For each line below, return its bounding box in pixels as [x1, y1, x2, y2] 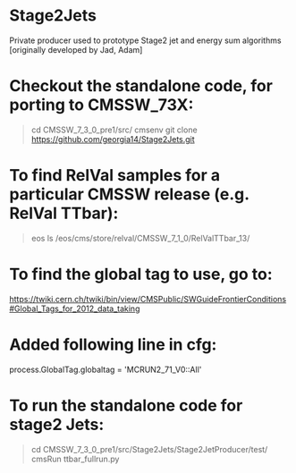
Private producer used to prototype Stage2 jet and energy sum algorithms [9, 35, 282, 46]
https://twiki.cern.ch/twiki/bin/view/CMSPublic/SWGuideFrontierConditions [9, 293, 287, 304]
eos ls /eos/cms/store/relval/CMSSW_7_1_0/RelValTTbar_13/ [30, 232, 250, 243]
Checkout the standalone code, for [9, 76, 273, 97]
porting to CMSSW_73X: [9, 95, 194, 115]
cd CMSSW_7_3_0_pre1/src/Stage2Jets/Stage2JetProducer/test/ [30, 443, 268, 454]
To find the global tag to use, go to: [9, 265, 273, 284]
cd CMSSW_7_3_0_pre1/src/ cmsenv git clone [30, 124, 199, 135]
